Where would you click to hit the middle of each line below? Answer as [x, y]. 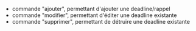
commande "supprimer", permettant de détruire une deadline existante [101, 22]
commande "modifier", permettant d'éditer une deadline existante [94, 15]
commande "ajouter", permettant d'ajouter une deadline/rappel [91, 9]
